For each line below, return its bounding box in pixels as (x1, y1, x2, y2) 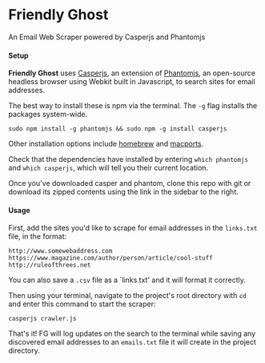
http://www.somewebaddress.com (8, 247, 113, 256)
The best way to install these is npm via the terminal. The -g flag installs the (8, 101, 258, 111)
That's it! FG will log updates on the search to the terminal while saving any (8, 329, 256, 338)
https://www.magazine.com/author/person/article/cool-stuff (8, 254, 214, 262)
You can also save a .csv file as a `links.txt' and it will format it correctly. (8, 275, 247, 285)
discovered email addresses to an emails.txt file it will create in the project (8, 337, 256, 347)
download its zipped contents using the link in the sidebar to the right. (8, 187, 239, 197)
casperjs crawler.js (8, 315, 78, 323)
